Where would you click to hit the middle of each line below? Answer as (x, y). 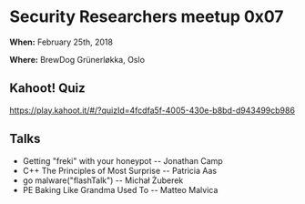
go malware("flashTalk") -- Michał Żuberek (103, 180)
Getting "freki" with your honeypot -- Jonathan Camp (122, 160)
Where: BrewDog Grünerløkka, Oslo (77, 59)
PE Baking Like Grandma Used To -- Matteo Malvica (120, 189)
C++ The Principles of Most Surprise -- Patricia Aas (119, 170)
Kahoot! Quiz (47, 88)
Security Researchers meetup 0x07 (147, 17)
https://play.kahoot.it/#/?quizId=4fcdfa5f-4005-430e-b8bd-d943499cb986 (152, 110)
